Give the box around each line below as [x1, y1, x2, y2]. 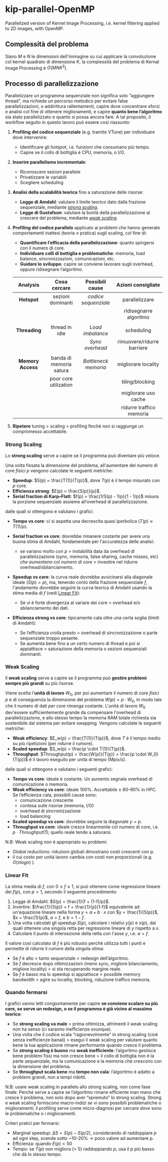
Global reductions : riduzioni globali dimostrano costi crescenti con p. [12, 849, 155, 855]
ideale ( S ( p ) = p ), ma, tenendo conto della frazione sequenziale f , [12, 579, 147, 585]
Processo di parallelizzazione [5, 79, 99, 88]
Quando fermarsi [5, 989, 47, 996]
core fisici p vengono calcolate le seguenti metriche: [5, 468, 113, 474]
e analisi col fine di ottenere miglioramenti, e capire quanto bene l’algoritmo [5, 109, 162, 115]
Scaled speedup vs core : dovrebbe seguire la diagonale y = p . [12, 819, 142, 825]
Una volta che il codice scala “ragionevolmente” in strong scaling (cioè [12, 1031, 158, 1037]
